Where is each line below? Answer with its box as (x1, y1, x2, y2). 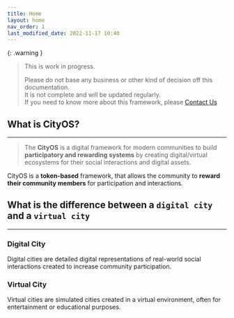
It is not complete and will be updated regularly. (24, 91, 162, 99)
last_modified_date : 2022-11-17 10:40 (7, 29, 120, 37)
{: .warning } (7, 49, 43, 57)
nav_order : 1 (7, 23, 45, 30)
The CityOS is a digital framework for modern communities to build (24, 144, 217, 152)
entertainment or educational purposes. (7, 303, 121, 311)
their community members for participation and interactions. (7, 179, 183, 188)
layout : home (7, 17, 45, 24)
